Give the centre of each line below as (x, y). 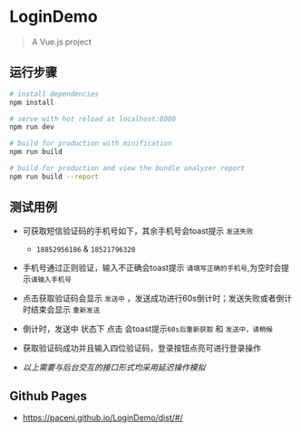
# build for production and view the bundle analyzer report (127, 168)
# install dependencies (54, 94)
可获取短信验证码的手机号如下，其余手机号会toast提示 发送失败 (138, 230)
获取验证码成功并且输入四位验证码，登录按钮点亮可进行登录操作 (141, 348)
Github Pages (49, 396)
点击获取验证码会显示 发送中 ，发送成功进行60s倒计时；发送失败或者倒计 (157, 298)
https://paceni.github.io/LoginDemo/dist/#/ (102, 418)
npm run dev (32, 127)
